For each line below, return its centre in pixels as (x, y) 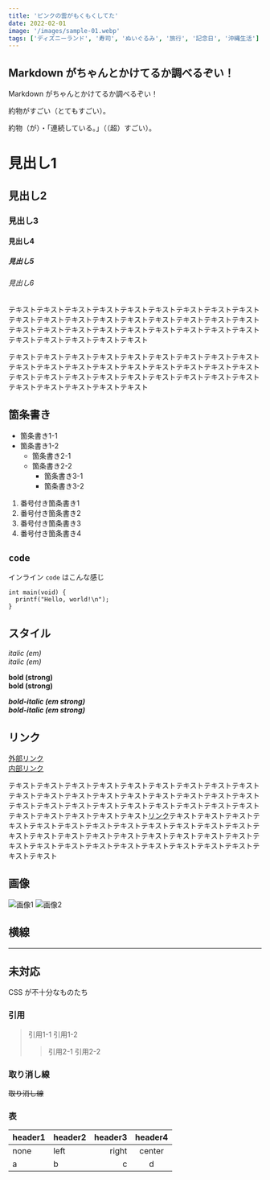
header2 (70, 1137)
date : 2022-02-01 (37, 23)
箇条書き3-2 (64, 486)
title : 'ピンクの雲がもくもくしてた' (63, 16)
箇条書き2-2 (52, 466)
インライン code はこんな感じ (56, 577)
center (152, 1151)
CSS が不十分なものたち (48, 992)
